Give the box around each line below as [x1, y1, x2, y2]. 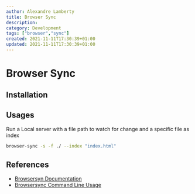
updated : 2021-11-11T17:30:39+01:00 [6, 42, 95, 48]
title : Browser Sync [6, 14, 57, 20]
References [6, 159, 49, 169]
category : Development [6, 25, 61, 31]
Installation [6, 90, 48, 100]
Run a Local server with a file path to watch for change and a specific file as [6, 126, 189, 133]
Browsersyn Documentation [14, 175, 82, 182]
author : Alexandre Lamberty [6, 8, 75, 15]
